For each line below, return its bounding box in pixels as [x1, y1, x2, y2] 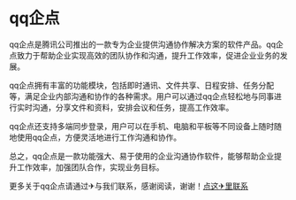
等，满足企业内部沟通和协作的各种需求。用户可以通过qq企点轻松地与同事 [9, 90, 275, 102]
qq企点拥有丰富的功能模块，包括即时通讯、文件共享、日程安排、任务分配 [9, 80, 275, 90]
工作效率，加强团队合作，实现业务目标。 [16, 161, 164, 173]
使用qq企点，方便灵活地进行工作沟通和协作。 [16, 132, 182, 142]
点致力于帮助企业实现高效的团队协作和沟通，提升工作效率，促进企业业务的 [9, 50, 280, 60]
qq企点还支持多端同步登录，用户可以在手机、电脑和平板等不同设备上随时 [9, 120, 275, 131]
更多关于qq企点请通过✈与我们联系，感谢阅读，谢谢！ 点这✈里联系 [9, 181, 249, 191]
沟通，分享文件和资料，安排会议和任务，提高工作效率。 [32, 102, 234, 112]
